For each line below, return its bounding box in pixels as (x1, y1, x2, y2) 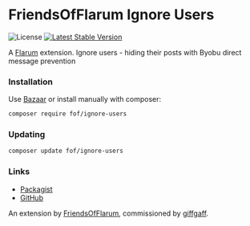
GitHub (19, 192, 44, 202)
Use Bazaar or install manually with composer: (8, 95, 162, 104)
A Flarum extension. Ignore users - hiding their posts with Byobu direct (8, 47, 242, 57)
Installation (8, 76, 54, 87)
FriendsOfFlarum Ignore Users (8, 6, 215, 24)
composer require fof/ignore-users (8, 110, 127, 118)
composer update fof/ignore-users (8, 147, 124, 155)
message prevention (8, 56, 76, 66)
